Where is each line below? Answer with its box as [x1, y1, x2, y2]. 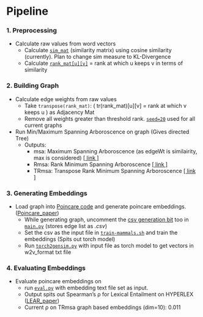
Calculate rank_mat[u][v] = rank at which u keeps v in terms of [24, 59, 183, 67]
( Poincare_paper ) [15, 210, 59, 217]
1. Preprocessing [6, 26, 57, 35]
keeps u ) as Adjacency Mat [24, 109, 95, 116]
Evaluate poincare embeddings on [15, 278, 102, 285]
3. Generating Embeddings [6, 189, 87, 197]
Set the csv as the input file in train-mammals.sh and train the [24, 229, 178, 237]
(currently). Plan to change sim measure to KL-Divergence [24, 53, 171, 61]
